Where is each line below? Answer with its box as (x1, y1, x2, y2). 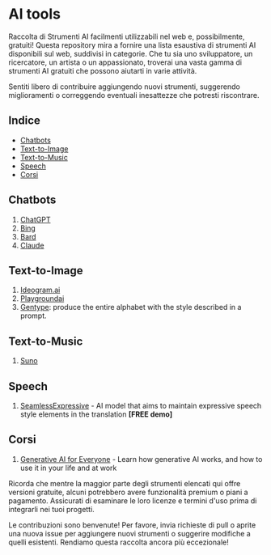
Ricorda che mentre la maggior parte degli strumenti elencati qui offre (8, 478, 241, 488)
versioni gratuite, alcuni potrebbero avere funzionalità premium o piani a (8, 487, 248, 497)
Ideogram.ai (19, 285, 61, 295)
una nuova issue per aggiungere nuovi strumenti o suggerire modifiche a (8, 528, 251, 538)
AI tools (8, 5, 61, 23)
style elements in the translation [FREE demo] (19, 409, 173, 419)
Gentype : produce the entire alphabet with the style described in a (19, 303, 242, 312)
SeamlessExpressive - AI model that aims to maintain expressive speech (19, 401, 262, 410)
